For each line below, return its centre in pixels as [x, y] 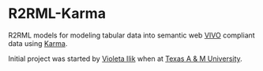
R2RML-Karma [57, 14]
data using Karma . [38, 43]
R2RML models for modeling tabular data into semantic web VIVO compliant [131, 35]
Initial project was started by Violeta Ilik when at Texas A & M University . [125, 59]
